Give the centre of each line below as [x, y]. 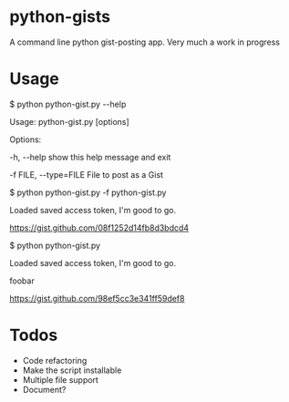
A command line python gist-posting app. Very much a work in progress [145, 42]
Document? [44, 389]
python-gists [60, 17]
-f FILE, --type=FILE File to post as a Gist [87, 174]
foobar [22, 281]
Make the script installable [72, 370]
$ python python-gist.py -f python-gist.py [88, 192]
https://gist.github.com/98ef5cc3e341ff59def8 [97, 298]
